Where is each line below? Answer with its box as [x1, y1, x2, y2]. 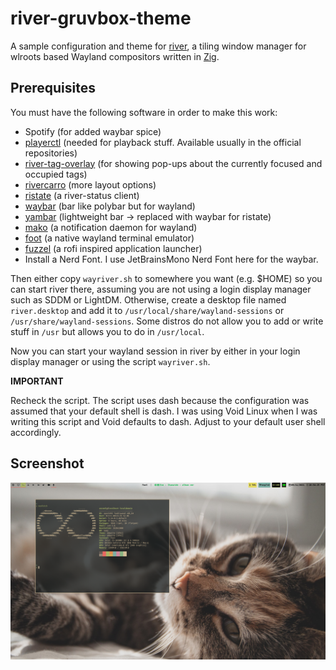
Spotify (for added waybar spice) [24, 125, 162, 137]
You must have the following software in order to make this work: [10, 106, 278, 118]
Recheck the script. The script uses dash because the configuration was [10, 394, 310, 406]
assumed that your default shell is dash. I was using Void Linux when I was [10, 405, 318, 417]
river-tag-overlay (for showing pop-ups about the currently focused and [24, 157, 323, 169]
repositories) [24, 147, 78, 159]
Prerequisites [10, 80, 96, 97]
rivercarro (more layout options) [24, 178, 157, 191]
